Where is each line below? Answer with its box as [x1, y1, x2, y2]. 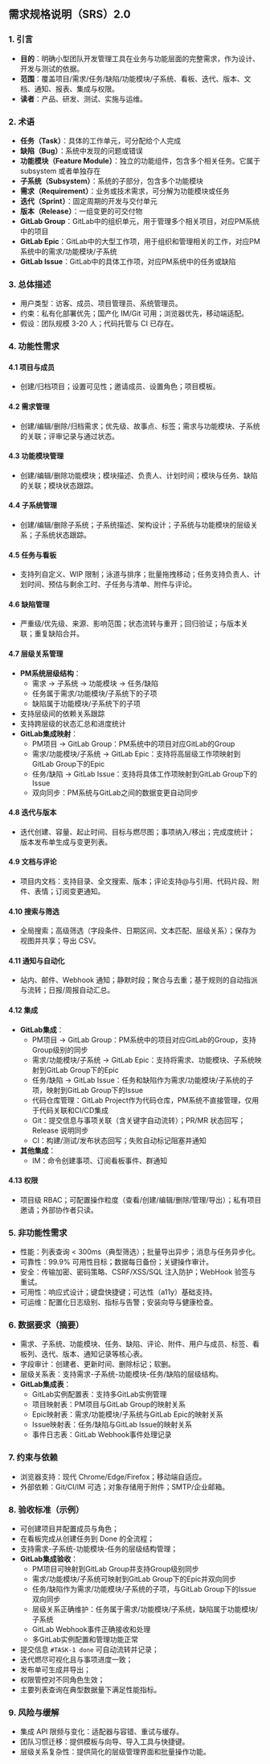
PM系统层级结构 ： [19, 668, 81, 678]
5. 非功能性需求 [8, 1227, 67, 1238]
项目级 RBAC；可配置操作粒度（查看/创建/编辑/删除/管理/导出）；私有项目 [19, 1195, 262, 1204]
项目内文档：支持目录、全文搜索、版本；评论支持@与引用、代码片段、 [19, 876, 253, 886]
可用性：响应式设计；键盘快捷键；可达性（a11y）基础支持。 [19, 1287, 217, 1297]
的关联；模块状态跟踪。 [19, 480, 98, 490]
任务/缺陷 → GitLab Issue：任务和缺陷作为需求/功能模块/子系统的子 [31, 1075, 254, 1085]
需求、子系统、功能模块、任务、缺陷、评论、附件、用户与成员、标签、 [19, 1340, 253, 1349]
